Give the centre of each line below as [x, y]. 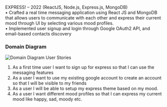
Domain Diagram [26, 46]
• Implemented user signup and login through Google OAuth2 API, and [78, 28]
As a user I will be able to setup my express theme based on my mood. [85, 88]
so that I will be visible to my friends [49, 83]
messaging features [33, 72]
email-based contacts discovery [38, 34]
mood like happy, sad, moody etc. [47, 99]
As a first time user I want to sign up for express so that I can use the [83, 67]
